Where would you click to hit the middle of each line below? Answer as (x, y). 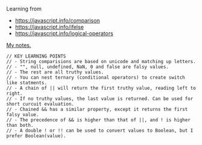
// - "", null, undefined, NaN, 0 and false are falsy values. (88, 67)
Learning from (24, 9)
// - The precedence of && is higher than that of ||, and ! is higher (98, 120)
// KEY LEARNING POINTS (36, 56)
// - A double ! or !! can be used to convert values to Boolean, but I (100, 130)
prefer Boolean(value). (36, 136)
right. (15, 93)
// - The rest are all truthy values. (55, 72)
